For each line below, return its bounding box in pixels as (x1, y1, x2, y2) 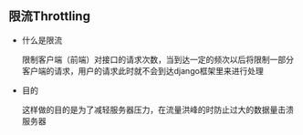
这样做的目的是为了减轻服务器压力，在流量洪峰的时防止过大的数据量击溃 (21, 104, 294, 115)
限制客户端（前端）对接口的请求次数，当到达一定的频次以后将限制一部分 (21, 54, 294, 65)
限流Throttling (8, 8, 90, 25)
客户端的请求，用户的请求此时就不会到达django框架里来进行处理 (21, 65, 264, 76)
